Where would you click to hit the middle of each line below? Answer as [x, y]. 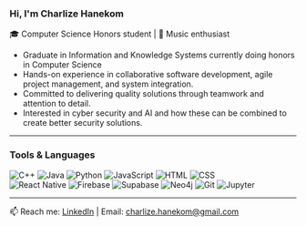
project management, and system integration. [108, 84]
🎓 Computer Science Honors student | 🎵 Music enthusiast [120, 34]
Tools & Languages [52, 155]
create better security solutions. [82, 123]
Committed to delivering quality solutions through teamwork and [143, 94]
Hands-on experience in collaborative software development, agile [148, 75]
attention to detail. [56, 104]
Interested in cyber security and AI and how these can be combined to [154, 113]
